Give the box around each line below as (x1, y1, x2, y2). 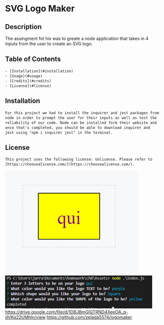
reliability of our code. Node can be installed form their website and (5, 120, 157, 125)
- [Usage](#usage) (5, 73, 43, 79)
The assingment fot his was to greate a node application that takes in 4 (5, 35, 149, 41)
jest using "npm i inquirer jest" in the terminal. (5, 130, 113, 135)
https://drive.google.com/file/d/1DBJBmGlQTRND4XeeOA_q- (5, 309, 128, 315)
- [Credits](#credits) (5, 78, 52, 84)
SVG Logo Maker (5, 3, 75, 14)
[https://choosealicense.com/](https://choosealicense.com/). (5, 162, 135, 167)
